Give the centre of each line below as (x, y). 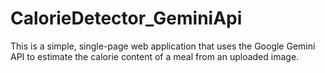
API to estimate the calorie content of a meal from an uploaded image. (155, 56)
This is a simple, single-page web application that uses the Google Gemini (163, 46)
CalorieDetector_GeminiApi (126, 18)
